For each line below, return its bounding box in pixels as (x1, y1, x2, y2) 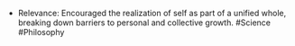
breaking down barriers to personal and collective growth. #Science (17, 17, 271, 28)
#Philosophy (17, 27, 65, 37)
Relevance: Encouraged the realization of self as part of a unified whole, (17, 8, 287, 18)
